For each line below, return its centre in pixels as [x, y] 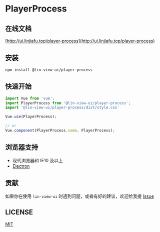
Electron [21, 166]
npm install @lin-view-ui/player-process [49, 70]
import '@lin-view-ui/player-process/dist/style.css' [62, 108]
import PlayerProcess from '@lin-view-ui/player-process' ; [68, 103]
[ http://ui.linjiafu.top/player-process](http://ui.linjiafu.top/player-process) [80, 41]
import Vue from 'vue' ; [30, 98]
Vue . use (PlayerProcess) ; [31, 117]
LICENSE [19, 212]
